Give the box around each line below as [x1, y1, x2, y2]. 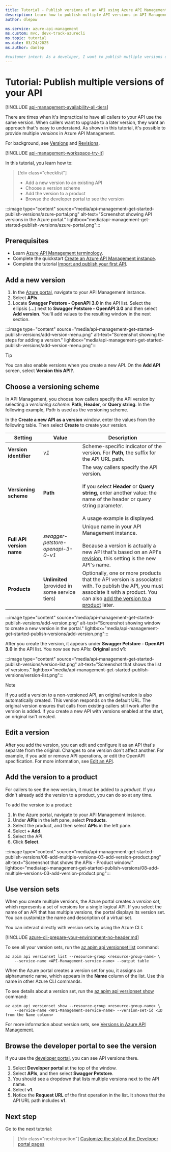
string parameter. [82, 502, 124, 509]
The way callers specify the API [82, 464, 158, 470]
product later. [82, 601, 115, 608]
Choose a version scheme [25, 185, 80, 191]
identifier [8, 452, 31, 459]
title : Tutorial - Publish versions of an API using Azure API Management [5, 7, 167, 13]
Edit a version [5, 728, 50, 737]
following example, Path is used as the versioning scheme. [5, 407, 128, 413]
